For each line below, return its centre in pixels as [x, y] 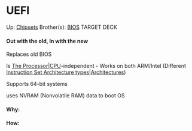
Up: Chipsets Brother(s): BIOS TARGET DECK [62, 27]
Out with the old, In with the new [47, 41]
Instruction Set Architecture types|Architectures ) [66, 72]
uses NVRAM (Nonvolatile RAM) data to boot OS [66, 96]
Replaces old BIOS [29, 54]
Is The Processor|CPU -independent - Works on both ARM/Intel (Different [96, 66]
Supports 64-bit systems [37, 84]
